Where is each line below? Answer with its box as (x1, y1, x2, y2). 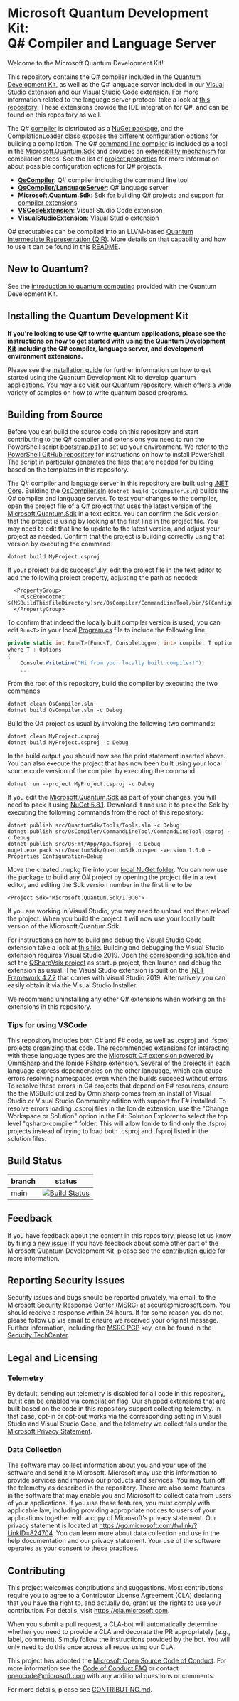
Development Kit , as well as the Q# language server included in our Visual (7, 80, 224, 88)
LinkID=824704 (7, 1529, 53, 1537)
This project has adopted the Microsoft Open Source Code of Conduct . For (7, 1656, 227, 1665)
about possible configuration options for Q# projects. (7, 161, 163, 170)
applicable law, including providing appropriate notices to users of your (7, 1506, 216, 1515)
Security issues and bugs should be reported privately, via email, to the (7, 1293, 216, 1302)
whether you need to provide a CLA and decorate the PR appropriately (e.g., (7, 1628, 231, 1636)
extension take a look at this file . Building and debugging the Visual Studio (7, 943, 225, 951)
